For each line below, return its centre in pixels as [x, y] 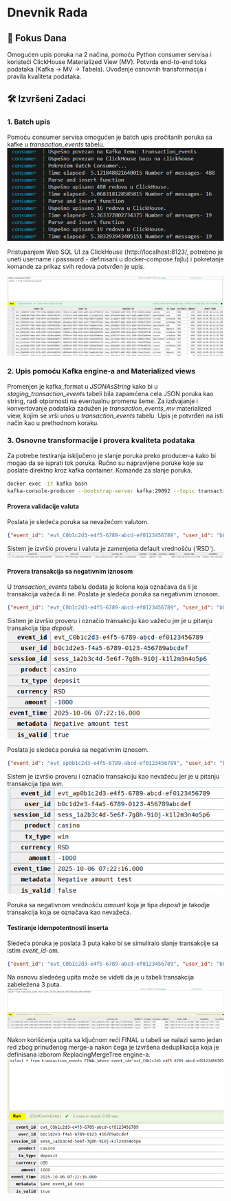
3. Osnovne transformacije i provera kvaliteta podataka [101, 440]
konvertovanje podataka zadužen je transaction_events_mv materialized [109, 408]
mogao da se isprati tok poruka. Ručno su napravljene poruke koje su [105, 463]
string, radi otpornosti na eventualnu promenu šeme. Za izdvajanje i [102, 401]
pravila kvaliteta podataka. [44, 76]
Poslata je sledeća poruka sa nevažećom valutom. [78, 521]
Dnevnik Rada [47, 13]
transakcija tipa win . [35, 783]
